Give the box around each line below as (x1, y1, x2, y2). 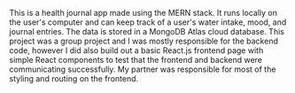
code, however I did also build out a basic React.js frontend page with (9, 45, 264, 56)
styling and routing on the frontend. (9, 74, 139, 83)
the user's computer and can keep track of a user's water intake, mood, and (9, 17, 287, 27)
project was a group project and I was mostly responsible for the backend (9, 35, 279, 46)
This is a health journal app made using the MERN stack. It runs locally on (9, 8, 277, 18)
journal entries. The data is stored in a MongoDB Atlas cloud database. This (9, 27, 285, 36)
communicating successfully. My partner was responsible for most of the (9, 64, 276, 74)
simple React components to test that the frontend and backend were (9, 55, 263, 65)
